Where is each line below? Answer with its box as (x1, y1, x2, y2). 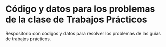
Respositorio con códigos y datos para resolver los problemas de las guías (5, 30, 161, 36)
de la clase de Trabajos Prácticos (5, 14, 147, 25)
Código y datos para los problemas (5, 3, 155, 15)
